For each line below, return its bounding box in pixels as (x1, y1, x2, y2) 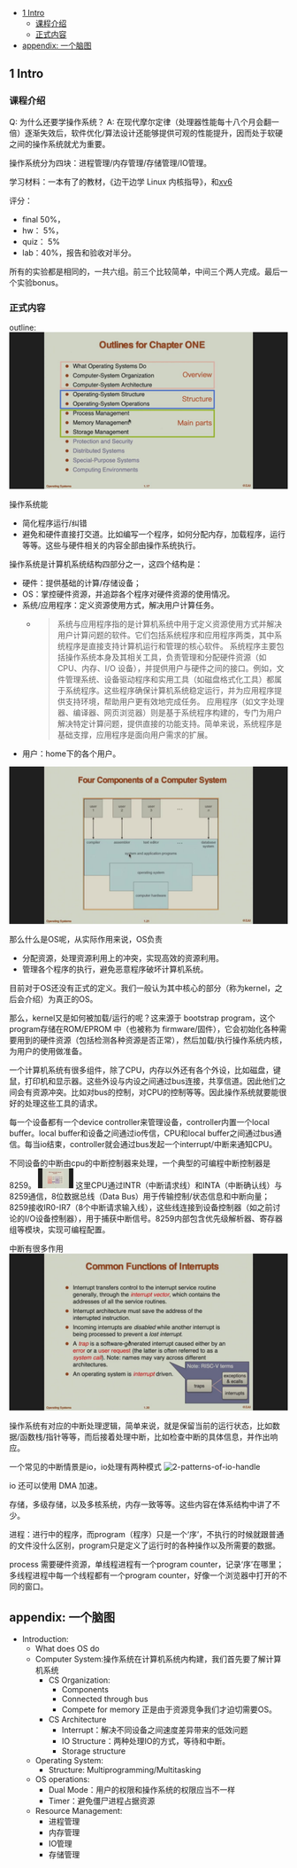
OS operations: (34, 1774, 90, 1785)
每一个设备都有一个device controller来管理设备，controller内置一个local (9, 1116, 270, 1127)
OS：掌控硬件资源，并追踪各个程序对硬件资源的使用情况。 (21, 589, 235, 599)
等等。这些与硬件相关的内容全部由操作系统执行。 (21, 540, 201, 551)
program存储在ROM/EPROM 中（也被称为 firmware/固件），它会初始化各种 (9, 1023, 279, 1034)
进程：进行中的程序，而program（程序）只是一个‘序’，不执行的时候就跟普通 (9, 1529, 285, 1540)
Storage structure (61, 1746, 126, 1756)
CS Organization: (48, 1675, 110, 1685)
